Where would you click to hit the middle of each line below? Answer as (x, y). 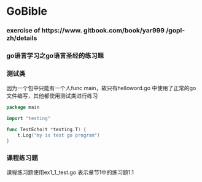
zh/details (22, 38)
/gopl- (175, 31)
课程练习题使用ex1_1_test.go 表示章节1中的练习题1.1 (70, 172)
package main (23, 108)
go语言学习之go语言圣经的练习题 (55, 56)
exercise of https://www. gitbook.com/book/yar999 (85, 31)
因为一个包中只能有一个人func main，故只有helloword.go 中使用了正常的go (101, 88)
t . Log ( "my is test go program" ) (59, 135)
